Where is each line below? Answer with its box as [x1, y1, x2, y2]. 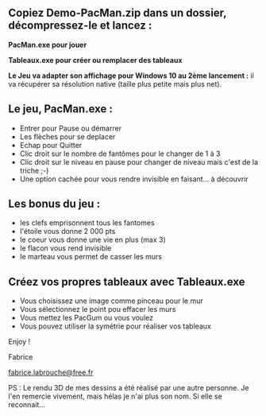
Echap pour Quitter [19, 140, 83, 150]
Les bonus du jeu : [8, 197, 101, 211]
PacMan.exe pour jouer [8, 40, 87, 49]
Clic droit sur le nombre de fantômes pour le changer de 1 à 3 [19, 149, 221, 158]
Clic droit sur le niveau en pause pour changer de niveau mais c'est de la [19, 157, 259, 166]
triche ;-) [19, 165, 49, 175]
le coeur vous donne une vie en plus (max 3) [19, 235, 167, 245]
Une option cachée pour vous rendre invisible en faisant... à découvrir [19, 174, 249, 184]
